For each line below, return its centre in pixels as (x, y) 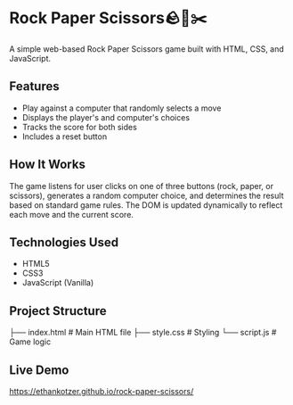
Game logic (30, 342)
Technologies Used (64, 242)
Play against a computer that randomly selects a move (122, 108)
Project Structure (58, 311)
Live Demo (39, 370)
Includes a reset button (65, 136)
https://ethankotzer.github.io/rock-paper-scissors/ (102, 391)
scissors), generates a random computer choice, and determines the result (146, 195)
